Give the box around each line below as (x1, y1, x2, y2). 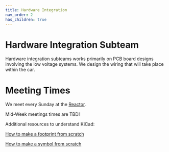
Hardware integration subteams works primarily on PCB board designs (5, 56, 154, 62)
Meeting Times (5, 85, 70, 96)
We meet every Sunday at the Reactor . (5, 102, 86, 108)
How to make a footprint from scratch (5, 131, 84, 137)
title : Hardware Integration (5, 7, 67, 13)
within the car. (5, 67, 35, 73)
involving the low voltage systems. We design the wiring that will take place (5, 61, 164, 67)
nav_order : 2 (5, 12, 33, 17)
